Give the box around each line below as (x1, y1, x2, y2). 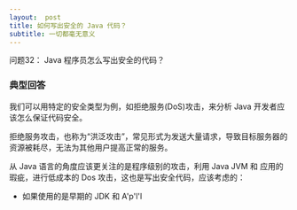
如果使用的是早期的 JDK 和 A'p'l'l (21, 191, 143, 201)
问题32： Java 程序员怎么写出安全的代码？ (9, 55, 166, 66)
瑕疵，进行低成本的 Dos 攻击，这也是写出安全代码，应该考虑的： (9, 172, 246, 183)
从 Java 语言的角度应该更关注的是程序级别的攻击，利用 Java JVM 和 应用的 (9, 160, 284, 171)
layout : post (9, 12, 62, 22)
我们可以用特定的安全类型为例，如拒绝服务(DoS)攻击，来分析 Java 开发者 (9, 101, 277, 112)
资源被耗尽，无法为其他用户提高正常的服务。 (9, 142, 173, 152)
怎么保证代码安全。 (16, 112, 87, 122)
